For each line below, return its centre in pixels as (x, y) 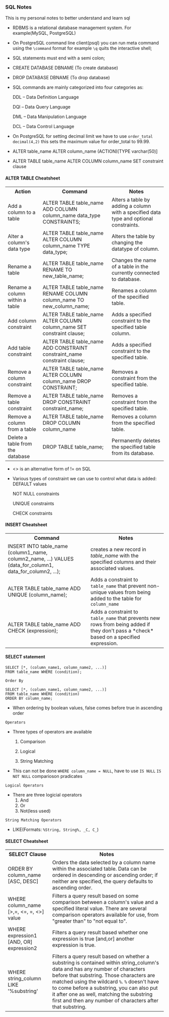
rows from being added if (120, 624)
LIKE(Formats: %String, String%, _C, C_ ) (56, 829)
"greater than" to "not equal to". (90, 921)
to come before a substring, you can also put (105, 988)
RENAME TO (57, 269)
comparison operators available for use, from (105, 915)
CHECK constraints (32, 513)
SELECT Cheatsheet (27, 841)
